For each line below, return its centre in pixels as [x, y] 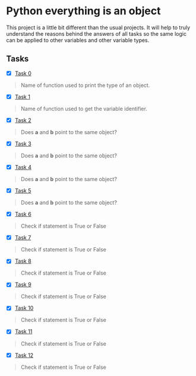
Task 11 [23, 331]
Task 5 [23, 191]
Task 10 [24, 308]
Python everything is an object [83, 11]
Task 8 [23, 261]
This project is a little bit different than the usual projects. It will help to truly [98, 27]
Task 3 [23, 144]
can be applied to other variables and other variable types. [78, 40]
